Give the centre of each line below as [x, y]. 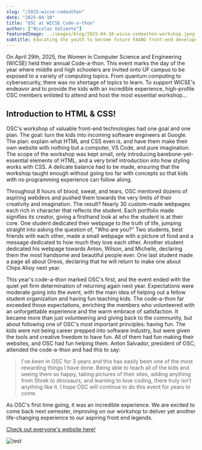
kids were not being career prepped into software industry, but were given [98, 330]
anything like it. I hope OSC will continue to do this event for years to [106, 387]
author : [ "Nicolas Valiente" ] [44, 29]
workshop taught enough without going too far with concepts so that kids [97, 173]
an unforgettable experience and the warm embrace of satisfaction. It [92, 311]
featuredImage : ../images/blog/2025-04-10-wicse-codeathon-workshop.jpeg [101, 34]
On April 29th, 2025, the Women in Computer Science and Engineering [94, 57]
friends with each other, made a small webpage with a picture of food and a [100, 236]
